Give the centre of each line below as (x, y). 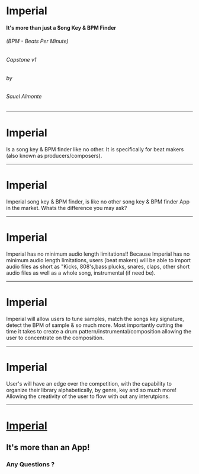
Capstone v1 (21, 59)
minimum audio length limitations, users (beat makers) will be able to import (99, 260)
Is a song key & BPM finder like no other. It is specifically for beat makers (95, 149)
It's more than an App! (48, 448)
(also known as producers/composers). (54, 155)
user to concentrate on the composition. (55, 338)
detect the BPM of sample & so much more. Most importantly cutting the (94, 325)
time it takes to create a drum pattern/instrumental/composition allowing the (99, 331)
